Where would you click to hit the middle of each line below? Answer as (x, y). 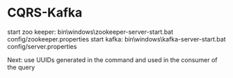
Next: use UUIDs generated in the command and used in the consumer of (112, 59)
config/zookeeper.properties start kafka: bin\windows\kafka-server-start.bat (116, 39)
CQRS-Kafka (45, 13)
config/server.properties (42, 46)
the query (21, 67)
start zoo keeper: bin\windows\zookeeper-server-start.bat (90, 32)
